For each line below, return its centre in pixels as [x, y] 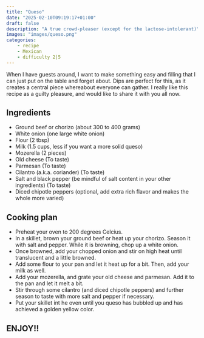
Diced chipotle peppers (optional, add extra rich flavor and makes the [102, 192]
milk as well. [30, 271]
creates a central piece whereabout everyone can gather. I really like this [97, 87]
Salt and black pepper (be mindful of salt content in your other [93, 179]
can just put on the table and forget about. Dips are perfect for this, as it [96, 81]
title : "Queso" [25, 12]
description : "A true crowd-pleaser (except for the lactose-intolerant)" [103, 29]
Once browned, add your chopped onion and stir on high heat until [98, 251]
